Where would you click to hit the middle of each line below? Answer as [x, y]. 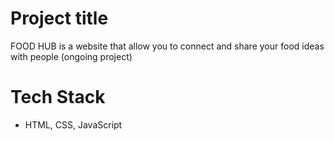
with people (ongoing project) [71, 56]
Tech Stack [58, 97]
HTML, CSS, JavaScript [73, 124]
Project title [59, 18]
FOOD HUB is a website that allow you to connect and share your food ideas [167, 46]
